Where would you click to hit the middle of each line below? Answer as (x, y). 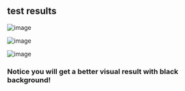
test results (32, 11)
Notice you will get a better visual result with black (93, 71)
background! (29, 79)
